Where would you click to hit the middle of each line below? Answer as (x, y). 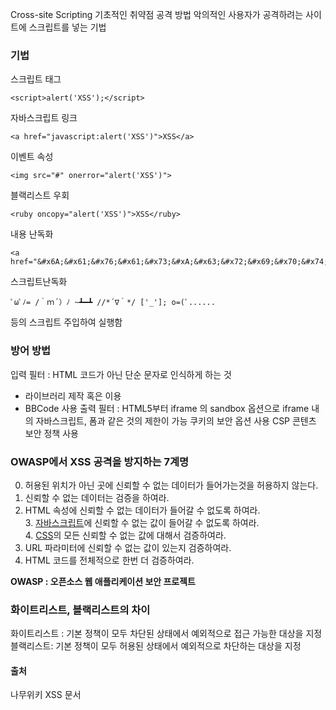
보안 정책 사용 (51, 433)
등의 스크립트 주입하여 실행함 (66, 322)
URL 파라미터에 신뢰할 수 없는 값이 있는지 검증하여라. (128, 547)
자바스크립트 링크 (44, 118)
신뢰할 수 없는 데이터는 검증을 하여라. (97, 497)
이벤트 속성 (32, 157)
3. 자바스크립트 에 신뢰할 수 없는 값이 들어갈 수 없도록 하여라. (142, 522)
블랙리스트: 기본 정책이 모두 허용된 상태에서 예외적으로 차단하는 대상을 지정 (156, 646)
